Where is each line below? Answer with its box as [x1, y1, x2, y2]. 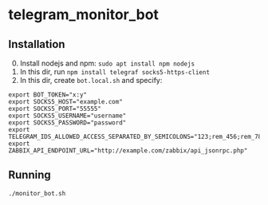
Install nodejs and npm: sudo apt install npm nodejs [19, 58, 195, 68]
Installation [8, 37, 65, 51]
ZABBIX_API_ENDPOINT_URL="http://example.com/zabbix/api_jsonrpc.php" [8, 147, 248, 155]
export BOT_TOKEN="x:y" [8, 91, 88, 99]
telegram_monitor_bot [8, 6, 160, 24]
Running [8, 168, 52, 182]
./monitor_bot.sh [8, 189, 66, 197]
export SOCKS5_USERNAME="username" [8, 112, 127, 120]
